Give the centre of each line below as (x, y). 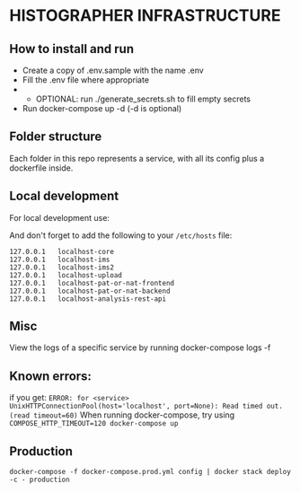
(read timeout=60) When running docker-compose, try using (122, 415)
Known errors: (51, 376)
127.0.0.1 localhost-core (62, 251)
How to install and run (72, 49)
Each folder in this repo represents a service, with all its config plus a (137, 158)
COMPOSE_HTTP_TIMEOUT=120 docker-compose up (94, 424)
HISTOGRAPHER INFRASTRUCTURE (145, 16)
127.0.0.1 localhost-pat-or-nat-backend (90, 291)
